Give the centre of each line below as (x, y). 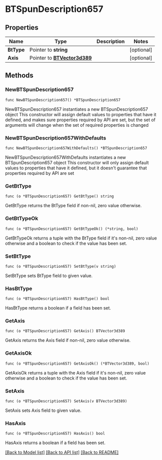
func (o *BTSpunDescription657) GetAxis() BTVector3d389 (65, 331)
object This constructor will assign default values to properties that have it (81, 114)
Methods (19, 76)
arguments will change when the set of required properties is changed (77, 125)
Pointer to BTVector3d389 (61, 58)
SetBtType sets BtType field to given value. (49, 275)
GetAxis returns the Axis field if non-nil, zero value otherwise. (68, 340)
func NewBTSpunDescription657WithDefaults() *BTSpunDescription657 (76, 148)
